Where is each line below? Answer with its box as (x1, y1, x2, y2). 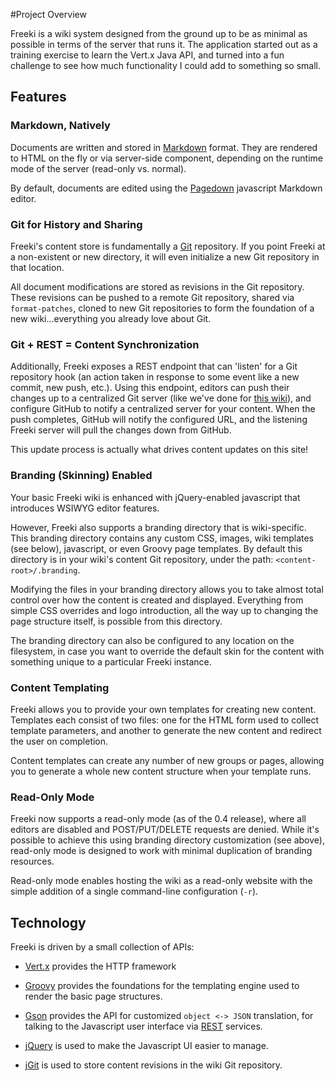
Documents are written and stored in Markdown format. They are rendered (10, 141, 318, 153)
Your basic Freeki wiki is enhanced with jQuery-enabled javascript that (10, 491, 301, 503)
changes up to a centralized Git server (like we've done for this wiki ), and (10, 392, 312, 404)
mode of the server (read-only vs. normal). (10, 162, 187, 174)
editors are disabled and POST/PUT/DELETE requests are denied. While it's (10, 824, 320, 836)
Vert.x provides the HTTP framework (24, 960, 177, 972)
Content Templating (10, 680, 110, 694)
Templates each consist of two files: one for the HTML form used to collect (10, 714, 320, 726)
